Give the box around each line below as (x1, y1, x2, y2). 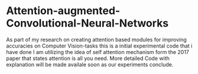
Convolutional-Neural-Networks (6, 16, 169, 30)
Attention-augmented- (6, 4, 121, 18)
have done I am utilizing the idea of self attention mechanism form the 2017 (6, 48, 189, 55)
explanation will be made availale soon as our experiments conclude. (6, 60, 174, 68)
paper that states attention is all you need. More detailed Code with (6, 55, 170, 62)
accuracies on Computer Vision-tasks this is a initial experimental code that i (6, 42, 193, 49)
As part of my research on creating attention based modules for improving (6, 36, 187, 43)
